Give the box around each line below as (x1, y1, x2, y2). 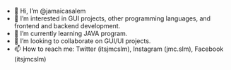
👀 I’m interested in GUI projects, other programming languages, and (13, 14, 211, 23)
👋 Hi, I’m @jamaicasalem (13, 7, 86, 15)
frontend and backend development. (13, 22, 121, 30)
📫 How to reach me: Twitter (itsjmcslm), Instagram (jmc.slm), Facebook (13, 45, 224, 53)
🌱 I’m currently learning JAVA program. (13, 29, 128, 37)
